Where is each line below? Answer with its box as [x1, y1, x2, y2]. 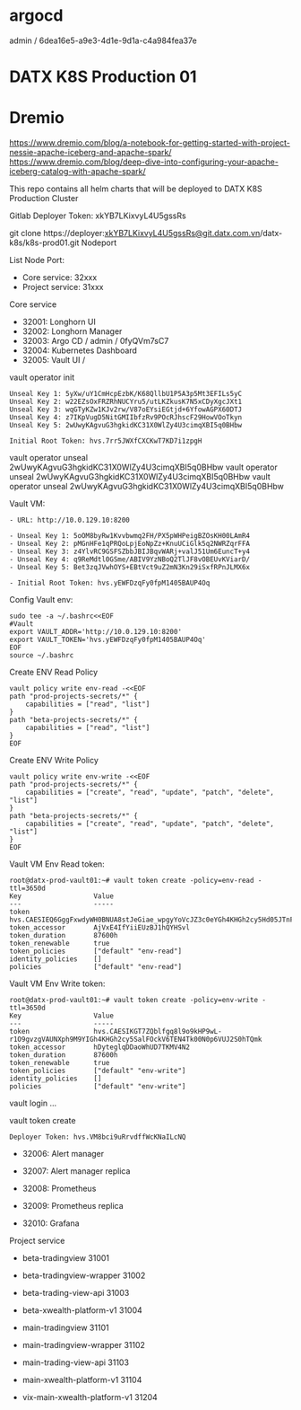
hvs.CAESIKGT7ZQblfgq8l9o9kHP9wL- [93, 1027, 222, 1036]
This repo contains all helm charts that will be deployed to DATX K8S [9, 183, 262, 194]
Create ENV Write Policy [9, 755, 99, 766]
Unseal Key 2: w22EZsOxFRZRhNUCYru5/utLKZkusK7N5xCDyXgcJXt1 [9, 397, 243, 407]
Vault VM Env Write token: [9, 978, 106, 989]
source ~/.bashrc [9, 651, 74, 660]
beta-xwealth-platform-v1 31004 [21, 1305, 143, 1316]
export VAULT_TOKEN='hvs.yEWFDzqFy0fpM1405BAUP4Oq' [9, 635, 206, 645]
